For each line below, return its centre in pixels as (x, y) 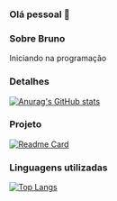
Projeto (26, 124)
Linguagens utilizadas (58, 168)
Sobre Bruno (37, 38)
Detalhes (29, 82)
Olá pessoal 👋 (40, 14)
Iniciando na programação (58, 59)
